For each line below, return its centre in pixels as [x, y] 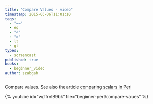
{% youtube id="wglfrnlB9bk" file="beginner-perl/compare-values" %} [77, 96]
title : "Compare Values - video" [39, 10]
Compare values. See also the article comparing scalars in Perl [68, 87]
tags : [11, 19]
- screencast [23, 55]
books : [12, 64]
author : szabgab [22, 73]
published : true [22, 60]
